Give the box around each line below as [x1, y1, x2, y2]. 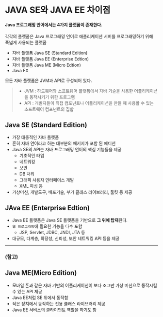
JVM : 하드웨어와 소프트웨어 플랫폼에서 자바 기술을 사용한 [24, 88, 133, 94]
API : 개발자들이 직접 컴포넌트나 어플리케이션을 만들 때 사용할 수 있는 [24, 100, 154, 106]
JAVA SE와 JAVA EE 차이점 [5, 4, 111, 16]
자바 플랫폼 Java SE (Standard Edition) [12, 50, 88, 56]
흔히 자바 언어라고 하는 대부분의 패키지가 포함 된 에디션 [12, 140, 116, 146]
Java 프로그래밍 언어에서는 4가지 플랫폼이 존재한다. [5, 21, 103, 27]
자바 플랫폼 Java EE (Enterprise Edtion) [12, 56, 89, 62]
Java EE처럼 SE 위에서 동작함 [12, 295, 69, 300]
